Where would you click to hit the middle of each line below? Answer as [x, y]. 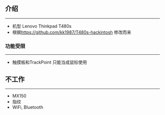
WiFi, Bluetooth [27, 107]
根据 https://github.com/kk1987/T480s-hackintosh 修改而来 [72, 32]
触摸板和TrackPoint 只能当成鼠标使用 [50, 62]
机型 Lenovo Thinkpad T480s [42, 26]
